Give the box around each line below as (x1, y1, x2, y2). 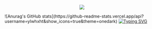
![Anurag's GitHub (4, 13, 41, 19)
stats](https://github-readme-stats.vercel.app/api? (42, 13, 144, 19)
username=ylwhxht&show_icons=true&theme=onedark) (4, 19, 118, 24)
